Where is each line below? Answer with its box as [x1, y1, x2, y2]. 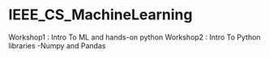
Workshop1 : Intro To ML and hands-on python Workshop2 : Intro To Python [8, 32, 261, 42]
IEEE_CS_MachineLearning [8, 6, 193, 24]
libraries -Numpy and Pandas [8, 40, 106, 50]
